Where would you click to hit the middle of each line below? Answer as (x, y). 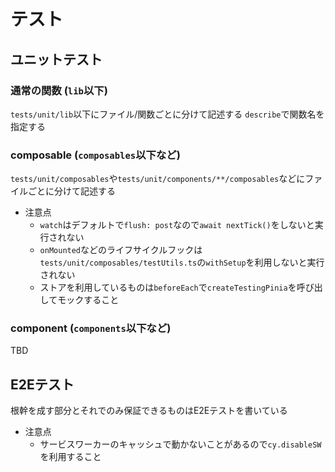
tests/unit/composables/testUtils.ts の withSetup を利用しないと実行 (182, 262)
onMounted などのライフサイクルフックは (121, 250)
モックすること (88, 300)
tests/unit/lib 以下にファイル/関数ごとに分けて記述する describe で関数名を (167, 114)
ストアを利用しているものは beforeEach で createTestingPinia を (168, 287)
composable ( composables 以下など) (95, 155)
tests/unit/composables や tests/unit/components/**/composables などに (158, 179)
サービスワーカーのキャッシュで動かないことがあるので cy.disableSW (180, 444)
